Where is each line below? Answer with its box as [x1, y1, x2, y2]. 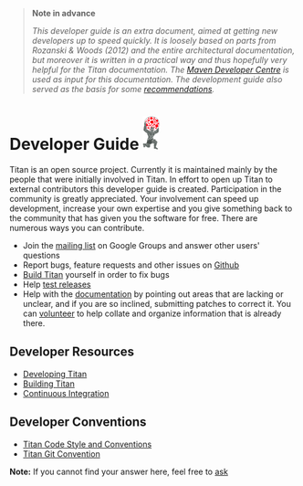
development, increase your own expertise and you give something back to [9, 203, 293, 214]
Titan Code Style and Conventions [22, 438, 152, 449]
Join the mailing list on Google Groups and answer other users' [22, 239, 260, 250]
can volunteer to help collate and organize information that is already [22, 308, 282, 319]
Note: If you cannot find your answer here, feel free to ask [9, 466, 228, 477]
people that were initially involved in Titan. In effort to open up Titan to [9, 174, 274, 185]
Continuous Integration [22, 387, 110, 398]
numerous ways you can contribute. [9, 222, 145, 233]
